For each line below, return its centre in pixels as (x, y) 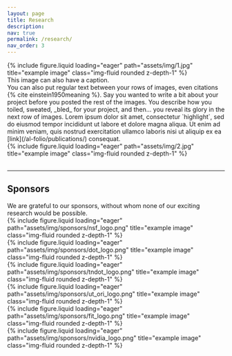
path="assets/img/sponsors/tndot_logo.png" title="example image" (103, 272)
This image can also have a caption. (58, 80)
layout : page (26, 13)
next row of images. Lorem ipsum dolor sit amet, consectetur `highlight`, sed (116, 117)
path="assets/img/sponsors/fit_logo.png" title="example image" (98, 316)
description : (26, 26)
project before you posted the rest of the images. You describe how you (109, 102)
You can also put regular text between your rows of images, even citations (113, 87)
